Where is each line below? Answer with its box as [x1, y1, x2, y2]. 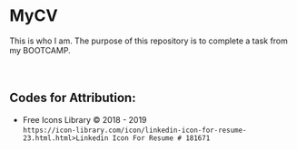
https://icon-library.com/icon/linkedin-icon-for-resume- [22, 126, 247, 135]
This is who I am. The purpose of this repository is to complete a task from [9, 35, 289, 46]
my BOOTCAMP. [9, 44, 71, 55]
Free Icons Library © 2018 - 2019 [22, 114, 147, 125]
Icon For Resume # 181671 [112, 133, 211, 143]
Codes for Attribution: [9, 90, 136, 106]
